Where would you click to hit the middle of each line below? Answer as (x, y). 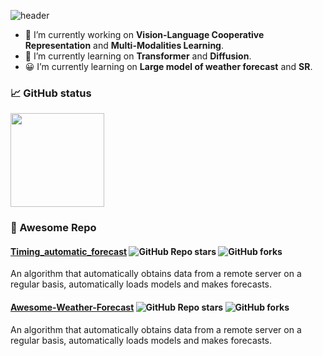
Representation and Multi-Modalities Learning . (124, 45)
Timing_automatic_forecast (69, 251)
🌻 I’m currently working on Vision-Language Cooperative (144, 34)
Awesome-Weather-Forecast (72, 307)
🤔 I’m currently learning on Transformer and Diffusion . (138, 56)
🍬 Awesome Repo (53, 228)
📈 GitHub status (51, 93)
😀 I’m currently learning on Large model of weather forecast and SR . (168, 66)
